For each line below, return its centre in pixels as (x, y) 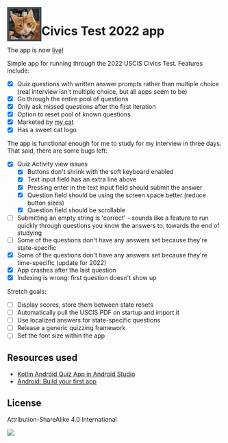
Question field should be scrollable (76, 210)
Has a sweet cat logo (47, 130)
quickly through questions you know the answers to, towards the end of (118, 225)
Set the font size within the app (61, 336)
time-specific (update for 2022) (62, 262)
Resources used (42, 358)
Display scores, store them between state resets (85, 305)
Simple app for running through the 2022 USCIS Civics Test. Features (105, 63)
